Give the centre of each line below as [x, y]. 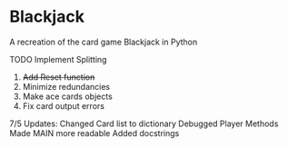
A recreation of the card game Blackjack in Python [104, 42]
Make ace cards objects [68, 96]
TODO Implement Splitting [58, 59]
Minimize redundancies [66, 86]
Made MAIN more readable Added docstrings [94, 133]
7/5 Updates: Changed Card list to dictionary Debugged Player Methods [144, 123]
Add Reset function [59, 77]
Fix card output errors [63, 105]
